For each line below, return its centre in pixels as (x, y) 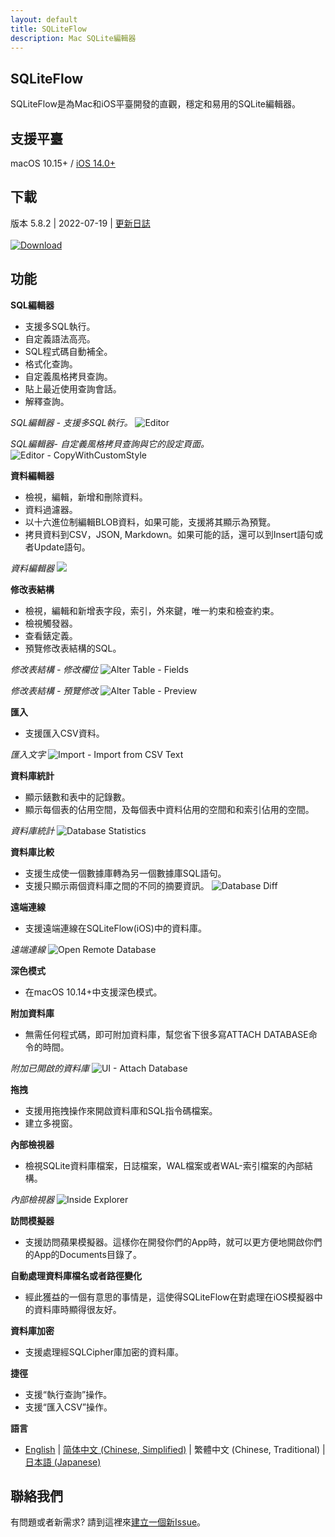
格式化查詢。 (51, 363)
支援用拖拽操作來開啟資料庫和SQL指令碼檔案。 (121, 1110)
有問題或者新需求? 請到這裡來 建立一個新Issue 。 (108, 1522)
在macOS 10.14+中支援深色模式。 (93, 992)
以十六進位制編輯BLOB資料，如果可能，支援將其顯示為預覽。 (150, 522)
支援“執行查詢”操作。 (68, 1394)
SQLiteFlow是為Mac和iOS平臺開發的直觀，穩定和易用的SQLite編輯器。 (156, 104)
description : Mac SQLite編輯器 (73, 38)
